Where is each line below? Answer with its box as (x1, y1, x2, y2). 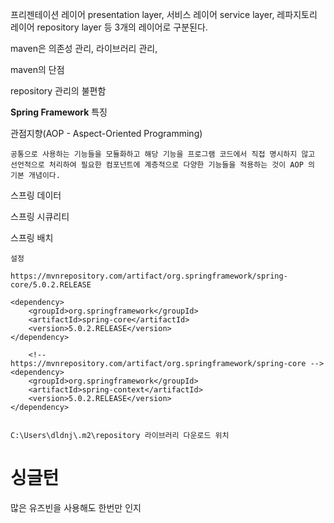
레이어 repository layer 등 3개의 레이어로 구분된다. (10, 21, 208, 33)
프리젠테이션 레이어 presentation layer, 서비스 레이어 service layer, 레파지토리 (10, 9, 318, 20)
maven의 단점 (10, 64, 65, 75)
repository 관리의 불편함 (10, 85, 107, 97)
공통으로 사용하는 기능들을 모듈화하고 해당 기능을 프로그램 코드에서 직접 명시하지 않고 (10, 149, 316, 159)
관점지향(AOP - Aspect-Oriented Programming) (10, 128, 203, 139)
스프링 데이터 (10, 189, 62, 201)
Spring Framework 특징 (10, 106, 108, 118)
